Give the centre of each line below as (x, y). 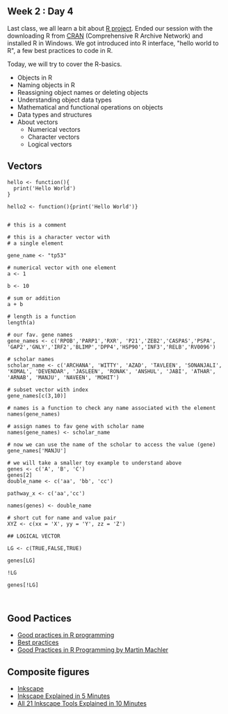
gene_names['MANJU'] (37, 450)
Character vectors (54, 137)
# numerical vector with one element (62, 268)
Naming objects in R (46, 85)
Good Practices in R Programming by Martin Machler (93, 650)
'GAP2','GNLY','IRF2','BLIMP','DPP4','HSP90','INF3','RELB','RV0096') (112, 347)
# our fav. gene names (40, 335)
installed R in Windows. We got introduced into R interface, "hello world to (113, 43)
